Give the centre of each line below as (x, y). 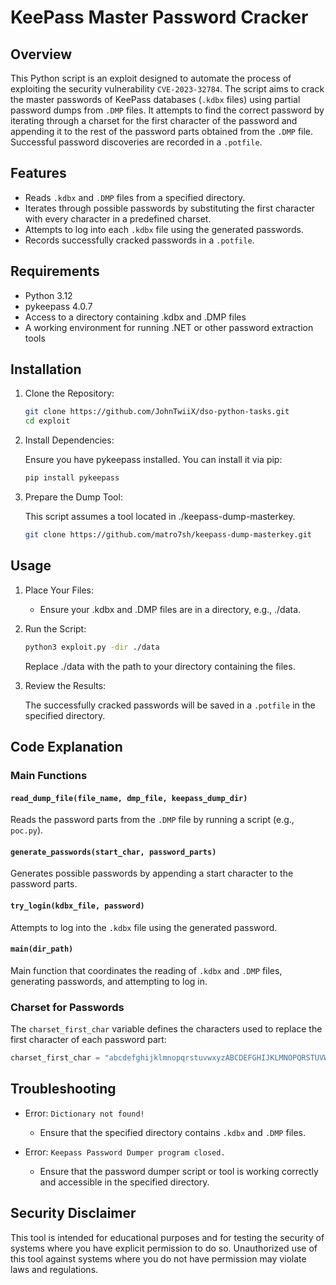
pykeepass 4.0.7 (58, 306)
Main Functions (49, 775)
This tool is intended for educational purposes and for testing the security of (167, 1237)
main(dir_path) (42, 949)
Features (38, 173)
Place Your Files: (59, 590)
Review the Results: (65, 685)
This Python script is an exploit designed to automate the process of (151, 78)
